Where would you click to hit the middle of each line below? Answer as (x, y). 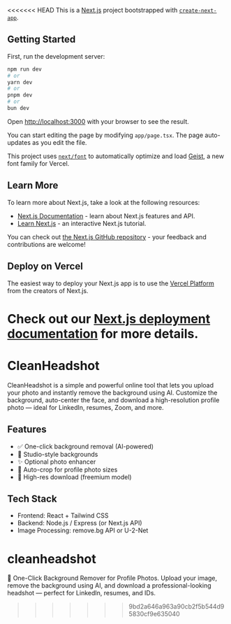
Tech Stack (32, 498)
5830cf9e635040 (154, 614)
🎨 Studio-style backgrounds (58, 454)
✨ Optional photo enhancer (57, 462)
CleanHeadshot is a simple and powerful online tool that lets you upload (111, 385)
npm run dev (24, 69)
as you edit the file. (60, 142)
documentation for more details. (103, 333)
